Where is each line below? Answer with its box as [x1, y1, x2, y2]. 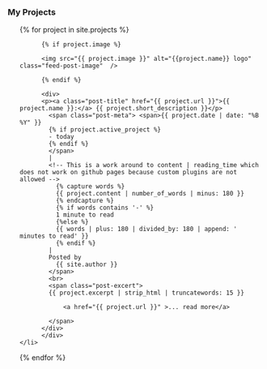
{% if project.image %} [40, 41, 122, 49]
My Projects [7, 6, 56, 18]
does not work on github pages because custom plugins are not [19, 169, 238, 177]
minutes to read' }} [19, 232, 89, 241]
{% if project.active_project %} [49, 126, 161, 134]
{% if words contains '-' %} [55, 204, 155, 212]
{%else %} [55, 218, 89, 226]
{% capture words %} [55, 182, 125, 191]
